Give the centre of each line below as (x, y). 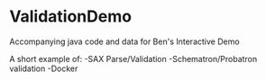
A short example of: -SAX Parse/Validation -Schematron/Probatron (133, 58)
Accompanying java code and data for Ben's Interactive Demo (125, 41)
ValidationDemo (71, 17)
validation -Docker (44, 68)
